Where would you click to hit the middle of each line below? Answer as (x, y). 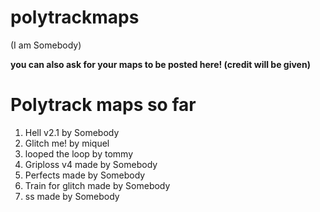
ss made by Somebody (72, 196)
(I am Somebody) (46, 45)
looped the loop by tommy (79, 153)
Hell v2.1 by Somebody (72, 132)
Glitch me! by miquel (67, 143)
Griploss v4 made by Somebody (91, 164)
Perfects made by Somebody (85, 175)
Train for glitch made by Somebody (97, 185)
